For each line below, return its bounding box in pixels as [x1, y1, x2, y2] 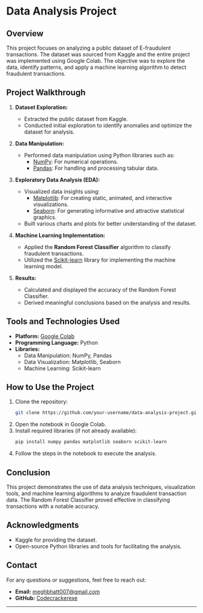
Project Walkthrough [6, 88, 86, 98]
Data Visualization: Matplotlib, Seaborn [24, 358, 121, 365]
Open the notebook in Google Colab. [14, 421, 107, 428]
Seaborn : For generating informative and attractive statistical [33, 207, 184, 214]
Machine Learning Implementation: [14, 232, 106, 239]
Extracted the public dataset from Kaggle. [24, 115, 128, 122]
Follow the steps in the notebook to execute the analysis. [14, 450, 157, 457]
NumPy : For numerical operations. [33, 158, 118, 165]
